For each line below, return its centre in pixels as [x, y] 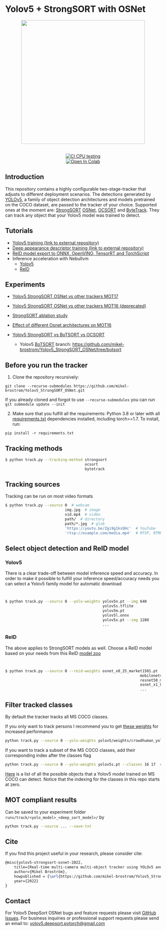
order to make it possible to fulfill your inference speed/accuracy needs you [82, 579]
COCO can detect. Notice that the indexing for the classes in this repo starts [83, 779]
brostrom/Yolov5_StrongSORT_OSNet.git [45, 391]
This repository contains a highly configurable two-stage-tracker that [76, 189]
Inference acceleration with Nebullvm [50, 258]
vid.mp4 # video [83, 515]
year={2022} [26, 881]
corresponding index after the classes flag [48, 755]
